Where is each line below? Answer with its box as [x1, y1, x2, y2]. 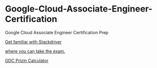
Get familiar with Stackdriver [5, 39, 62, 44]
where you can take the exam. [5, 48, 65, 54]
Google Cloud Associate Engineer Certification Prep [5, 29, 109, 35]
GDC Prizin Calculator [5, 57, 48, 63]
